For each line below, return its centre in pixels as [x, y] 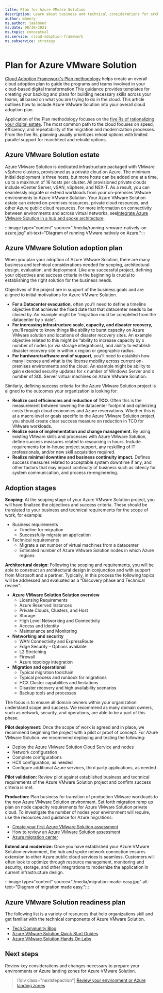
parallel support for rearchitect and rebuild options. [56, 139]
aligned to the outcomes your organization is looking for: [61, 391]
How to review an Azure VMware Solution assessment [66, 832]
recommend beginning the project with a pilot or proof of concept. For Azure [82, 732]
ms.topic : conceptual [27, 32]
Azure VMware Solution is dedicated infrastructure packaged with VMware [80, 167]
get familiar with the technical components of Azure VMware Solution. [75, 919]
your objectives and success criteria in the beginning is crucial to [70, 275]
